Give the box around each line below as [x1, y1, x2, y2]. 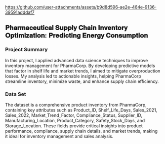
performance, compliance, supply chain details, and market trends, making [5, 128, 158, 134]
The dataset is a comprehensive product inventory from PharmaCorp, [5, 102, 147, 108]
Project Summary [5, 46, 48, 53]
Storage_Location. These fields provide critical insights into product [5, 123, 143, 129]
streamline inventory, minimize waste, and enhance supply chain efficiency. [5, 78, 159, 84]
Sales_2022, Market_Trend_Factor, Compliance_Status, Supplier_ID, [5, 112, 142, 118]
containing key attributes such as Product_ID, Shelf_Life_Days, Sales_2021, [5, 107, 158, 113]
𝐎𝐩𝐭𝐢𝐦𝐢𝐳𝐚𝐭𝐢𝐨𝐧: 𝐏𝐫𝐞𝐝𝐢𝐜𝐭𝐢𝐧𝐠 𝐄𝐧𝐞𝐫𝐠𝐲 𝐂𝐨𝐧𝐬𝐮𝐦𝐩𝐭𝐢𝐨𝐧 [5, 32, 148, 40]
